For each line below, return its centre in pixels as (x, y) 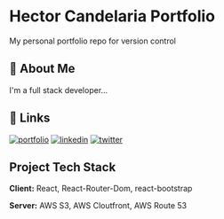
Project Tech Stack (63, 167)
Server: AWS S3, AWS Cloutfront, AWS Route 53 (98, 206)
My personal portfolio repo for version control (92, 41)
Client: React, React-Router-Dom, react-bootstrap (101, 189)
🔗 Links (30, 118)
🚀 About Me (42, 69)
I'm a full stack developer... (59, 90)
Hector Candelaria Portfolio (112, 16)
